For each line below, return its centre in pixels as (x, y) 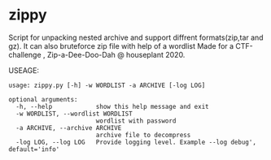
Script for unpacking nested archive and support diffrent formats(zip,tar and (136, 37)
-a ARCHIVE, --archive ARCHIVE (69, 128)
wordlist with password (136, 121)
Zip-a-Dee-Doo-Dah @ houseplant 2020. (116, 54)
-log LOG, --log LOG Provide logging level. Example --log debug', (136, 142)
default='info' (34, 149)
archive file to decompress (143, 135)
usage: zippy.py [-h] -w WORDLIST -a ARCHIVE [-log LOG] (107, 85)
